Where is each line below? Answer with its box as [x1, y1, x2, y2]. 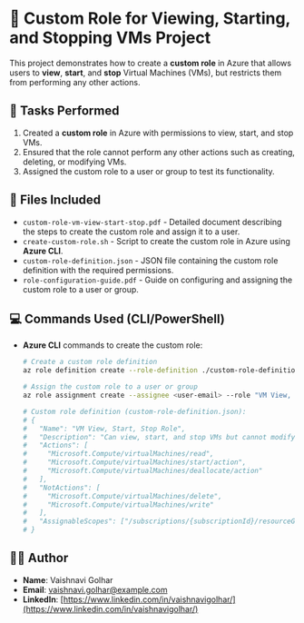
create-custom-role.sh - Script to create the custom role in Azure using [22, 235, 290, 246]
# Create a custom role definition [22, 358, 158, 367]
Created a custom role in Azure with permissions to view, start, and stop [22, 127, 294, 138]
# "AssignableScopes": [22, 517, 117, 526]
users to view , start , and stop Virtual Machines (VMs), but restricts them [9, 67, 282, 78]
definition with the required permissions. [22, 264, 174, 275]
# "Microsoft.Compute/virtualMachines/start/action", [22, 458, 247, 467]
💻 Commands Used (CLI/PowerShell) [9, 311, 225, 326]
